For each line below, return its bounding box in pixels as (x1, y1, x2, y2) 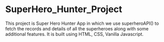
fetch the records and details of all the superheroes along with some (5, 25, 149, 31)
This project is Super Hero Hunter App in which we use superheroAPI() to (5, 20, 159, 26)
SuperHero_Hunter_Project (5, 4, 122, 15)
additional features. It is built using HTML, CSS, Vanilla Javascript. (5, 31, 144, 37)
